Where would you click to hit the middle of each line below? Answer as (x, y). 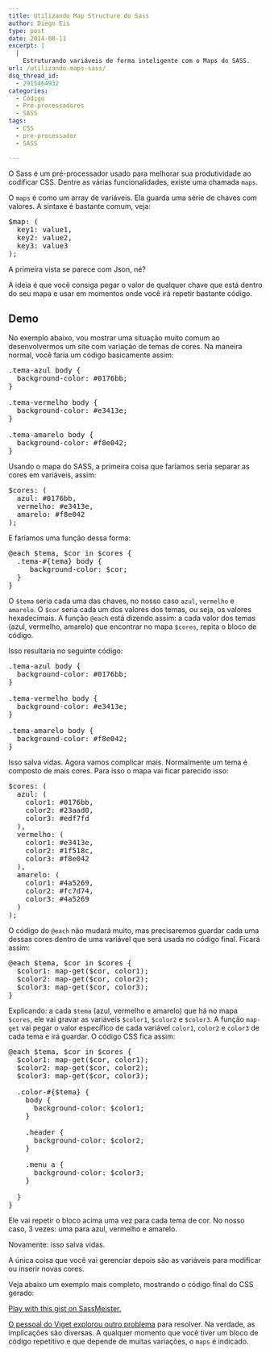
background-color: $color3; (89, 1173)
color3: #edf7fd (58, 819)
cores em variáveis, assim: (52, 475)
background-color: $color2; (89, 1141)
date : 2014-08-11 (37, 38)
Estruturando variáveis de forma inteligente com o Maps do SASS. (137, 61)
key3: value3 (42, 246)
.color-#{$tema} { (53, 1092)
